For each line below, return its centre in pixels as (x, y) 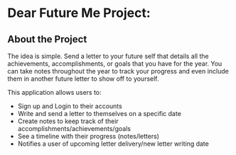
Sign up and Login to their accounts (70, 106)
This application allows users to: (54, 92)
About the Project (47, 39)
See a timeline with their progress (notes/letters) (88, 136)
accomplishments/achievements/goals (74, 128)
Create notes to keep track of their (68, 121)
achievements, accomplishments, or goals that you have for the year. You (115, 64)
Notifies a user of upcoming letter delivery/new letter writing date (113, 144)
